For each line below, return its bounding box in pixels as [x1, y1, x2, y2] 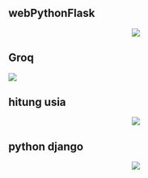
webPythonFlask [8, 6, 95, 20]
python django [8, 139, 83, 153]
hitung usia [8, 95, 66, 109]
